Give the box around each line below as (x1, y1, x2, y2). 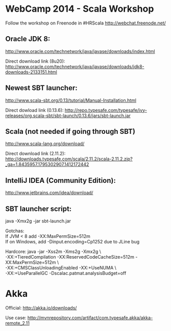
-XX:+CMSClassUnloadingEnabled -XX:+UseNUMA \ (5, 265, 116, 270)
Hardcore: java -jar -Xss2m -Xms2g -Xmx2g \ (5, 249, 101, 255)
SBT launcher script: (5, 204, 72, 213)
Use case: (5, 314, 27, 321)
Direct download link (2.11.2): (5, 151, 66, 157)
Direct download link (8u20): (5, 58, 65, 64)
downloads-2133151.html (5, 69, 57, 75)
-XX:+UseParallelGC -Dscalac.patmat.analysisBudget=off (5, 270, 127, 276)
